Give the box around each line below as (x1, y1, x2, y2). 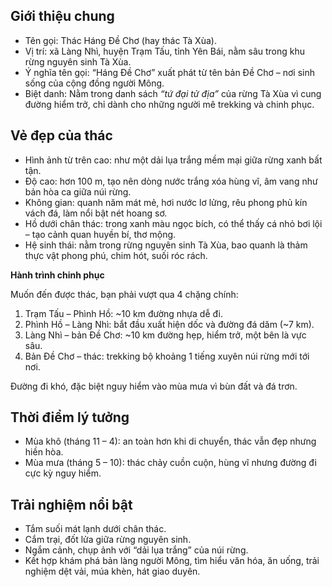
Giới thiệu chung (10, 8, 115, 25)
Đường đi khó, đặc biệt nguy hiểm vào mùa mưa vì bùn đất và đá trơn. (10, 380, 298, 392)
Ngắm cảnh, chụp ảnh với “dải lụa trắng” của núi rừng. (24, 544, 249, 556)
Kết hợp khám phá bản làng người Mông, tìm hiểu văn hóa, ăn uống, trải (24, 555, 320, 567)
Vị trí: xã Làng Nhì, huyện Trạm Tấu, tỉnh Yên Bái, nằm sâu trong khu (24, 45, 306, 57)
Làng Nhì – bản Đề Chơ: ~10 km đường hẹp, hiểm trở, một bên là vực (24, 329, 307, 341)
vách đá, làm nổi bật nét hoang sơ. (24, 207, 168, 219)
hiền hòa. (24, 446, 64, 458)
